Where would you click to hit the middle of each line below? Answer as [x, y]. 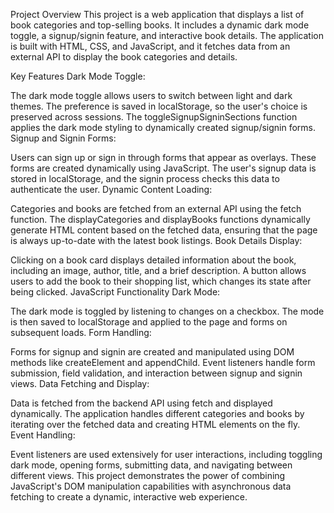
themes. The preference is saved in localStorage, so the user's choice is [159, 106]
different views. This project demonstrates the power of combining [148, 475]
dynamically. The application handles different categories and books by [157, 413]
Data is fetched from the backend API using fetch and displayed [141, 403]
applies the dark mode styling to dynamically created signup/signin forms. [163, 127]
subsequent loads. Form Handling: [81, 332]
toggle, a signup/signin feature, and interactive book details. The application [167, 35]
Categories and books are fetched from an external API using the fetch [156, 208]
